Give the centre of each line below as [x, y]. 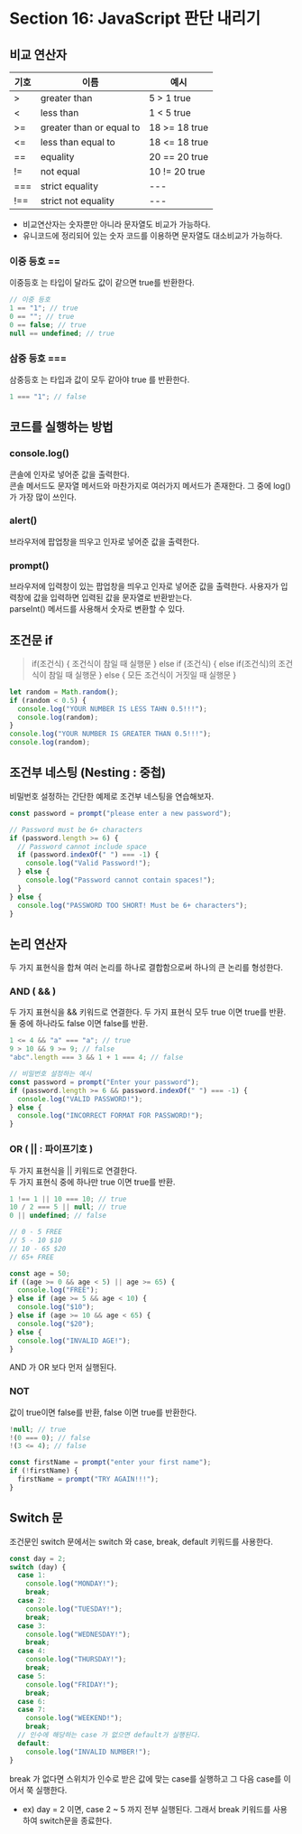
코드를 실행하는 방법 [61, 427]
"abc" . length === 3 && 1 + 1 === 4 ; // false [96, 1058]
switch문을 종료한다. [76, 1820]
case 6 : [32, 1701]
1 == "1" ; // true [44, 308]
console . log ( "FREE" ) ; [58, 1290]
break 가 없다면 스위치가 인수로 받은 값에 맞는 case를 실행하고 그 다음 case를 [146, 1778]
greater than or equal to [90, 127]
